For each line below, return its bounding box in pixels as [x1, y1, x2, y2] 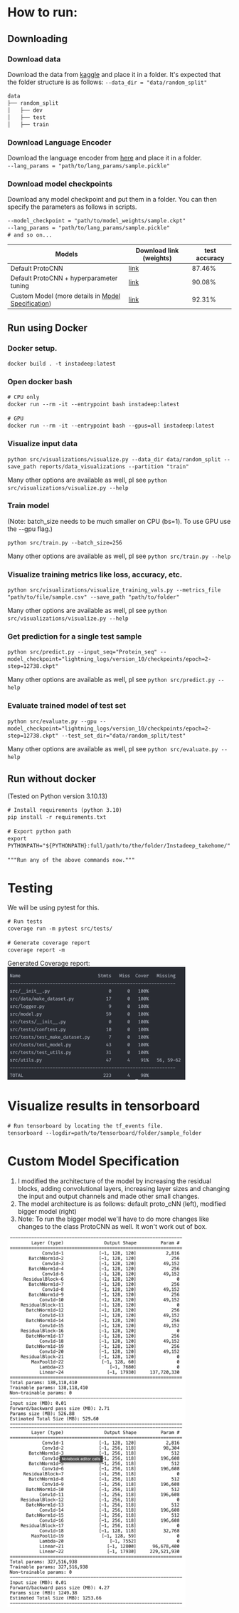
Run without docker [7, 773, 97, 785]
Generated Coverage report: [7, 959, 90, 968]
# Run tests [7, 918, 43, 925]
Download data [7, 54, 61, 64]
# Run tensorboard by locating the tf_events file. [7, 1122, 164, 1130]
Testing [7, 880, 53, 896]
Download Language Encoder [7, 137, 112, 147]
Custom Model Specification [7, 1153, 180, 1169]
